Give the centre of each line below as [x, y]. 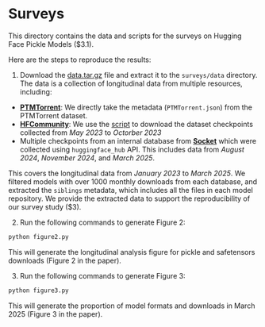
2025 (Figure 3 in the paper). [56, 314]
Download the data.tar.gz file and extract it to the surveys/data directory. [138, 75]
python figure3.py [38, 290]
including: [36, 91]
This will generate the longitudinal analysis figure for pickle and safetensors [132, 252]
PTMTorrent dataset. [54, 115]
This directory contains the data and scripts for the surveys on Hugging [125, 36]
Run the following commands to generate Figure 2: [102, 222]
